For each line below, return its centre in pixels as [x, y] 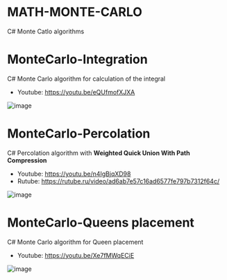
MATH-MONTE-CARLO [75, 12]
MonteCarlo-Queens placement [101, 222]
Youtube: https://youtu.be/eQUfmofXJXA [76, 92]
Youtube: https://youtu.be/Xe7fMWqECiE [76, 255]
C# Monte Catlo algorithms [46, 31]
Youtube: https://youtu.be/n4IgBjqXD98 [74, 174]
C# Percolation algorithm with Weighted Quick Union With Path [99, 153]
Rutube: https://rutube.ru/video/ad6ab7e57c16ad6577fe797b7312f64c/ [118, 181]
